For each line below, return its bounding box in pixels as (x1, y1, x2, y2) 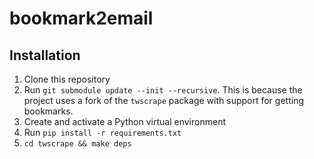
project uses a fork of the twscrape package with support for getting (23, 95, 304, 106)
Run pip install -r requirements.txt (23, 127, 182, 138)
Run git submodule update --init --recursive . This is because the (23, 84, 303, 96)
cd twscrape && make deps (23, 139, 132, 149)
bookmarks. (23, 105, 74, 117)
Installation (9, 47, 81, 64)
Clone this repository (23, 73, 111, 85)
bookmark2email (9, 7, 154, 30)
